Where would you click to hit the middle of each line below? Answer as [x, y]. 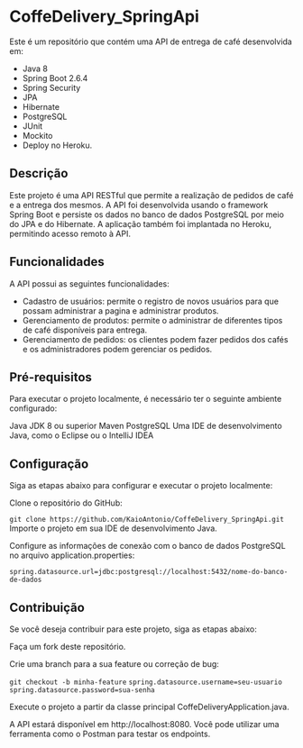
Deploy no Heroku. [57, 145]
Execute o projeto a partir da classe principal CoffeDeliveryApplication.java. [150, 707]
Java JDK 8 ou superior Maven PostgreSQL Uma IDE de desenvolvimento [146, 426]
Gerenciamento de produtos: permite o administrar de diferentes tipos [152, 320]
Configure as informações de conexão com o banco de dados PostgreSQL [147, 546]
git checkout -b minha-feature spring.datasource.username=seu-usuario [146, 682]
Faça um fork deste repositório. [68, 647]
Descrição [39, 173]
